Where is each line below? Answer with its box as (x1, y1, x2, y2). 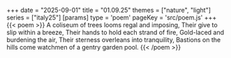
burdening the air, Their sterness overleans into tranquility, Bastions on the (6, 36, 221, 44)
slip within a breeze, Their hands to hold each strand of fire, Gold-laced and (6, 28, 225, 36)
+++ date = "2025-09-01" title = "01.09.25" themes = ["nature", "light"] (6, 6, 211, 14)
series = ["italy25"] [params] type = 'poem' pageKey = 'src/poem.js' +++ (6, 13, 217, 22)
